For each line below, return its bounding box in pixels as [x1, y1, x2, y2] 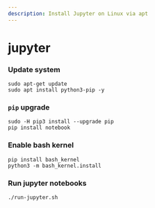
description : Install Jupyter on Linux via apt [8, 10, 149, 17]
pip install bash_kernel [8, 156, 80, 163]
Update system [8, 64, 61, 74]
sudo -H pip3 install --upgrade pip [8, 119, 114, 125]
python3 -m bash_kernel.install [8, 162, 101, 169]
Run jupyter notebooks [8, 178, 87, 188]
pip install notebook [8, 124, 71, 132]
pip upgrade [8, 103, 50, 112]
